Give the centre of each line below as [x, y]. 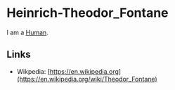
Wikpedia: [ [33, 71]
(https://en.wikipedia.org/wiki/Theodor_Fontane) [87, 79]
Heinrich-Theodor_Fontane [88, 13]
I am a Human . [27, 32]
